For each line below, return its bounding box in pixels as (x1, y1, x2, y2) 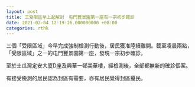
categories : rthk (6, 25, 49, 31)
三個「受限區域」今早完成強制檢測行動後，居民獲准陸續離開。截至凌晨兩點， (6, 42, 193, 49)
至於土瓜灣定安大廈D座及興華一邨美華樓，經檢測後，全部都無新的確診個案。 (6, 62, 191, 69)
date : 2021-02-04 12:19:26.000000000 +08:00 (6, 20, 118, 25)
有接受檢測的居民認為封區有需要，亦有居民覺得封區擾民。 (6, 75, 146, 82)
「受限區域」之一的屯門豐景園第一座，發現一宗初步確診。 (6, 50, 146, 57)
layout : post (6, 8, 38, 15)
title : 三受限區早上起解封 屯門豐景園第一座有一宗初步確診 (6, 14, 135, 20)
